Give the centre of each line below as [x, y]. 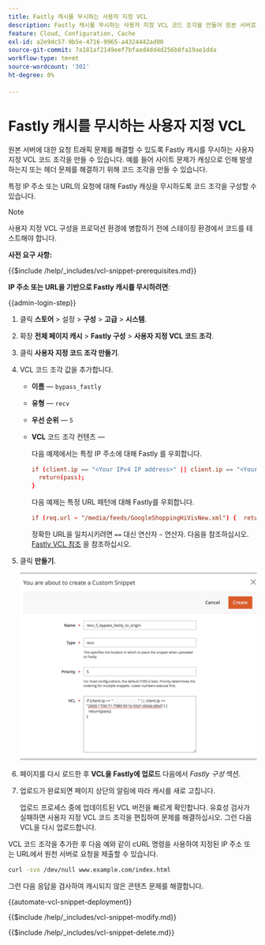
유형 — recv [50, 403]
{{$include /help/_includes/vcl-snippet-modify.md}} [93, 917]
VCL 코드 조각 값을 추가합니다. [66, 369]
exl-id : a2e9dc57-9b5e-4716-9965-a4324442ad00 [86, 42]
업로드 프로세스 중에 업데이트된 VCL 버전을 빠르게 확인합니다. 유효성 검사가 [134, 807]
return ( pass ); [62, 478]
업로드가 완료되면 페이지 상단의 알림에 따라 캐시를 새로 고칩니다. [117, 790]
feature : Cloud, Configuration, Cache [72, 33]
